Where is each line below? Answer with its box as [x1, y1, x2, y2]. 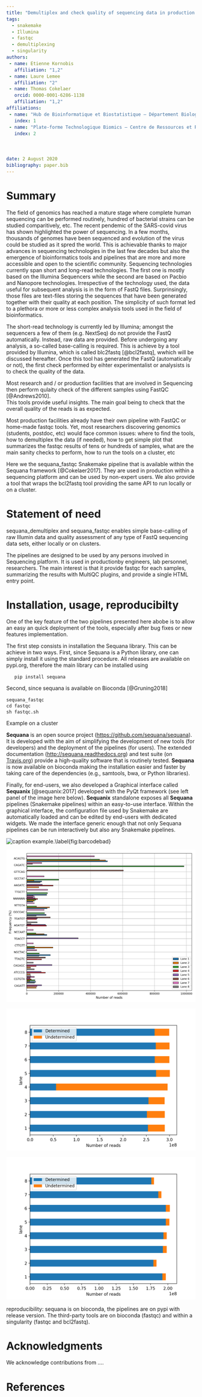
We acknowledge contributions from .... [6, 1359, 104, 1366]
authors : [6, 54, 28, 60]
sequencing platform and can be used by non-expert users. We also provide [6, 473, 195, 480]
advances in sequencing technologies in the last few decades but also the [6, 247, 190, 254]
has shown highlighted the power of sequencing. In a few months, [6, 228, 170, 235]
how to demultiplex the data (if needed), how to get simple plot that [6, 436, 173, 443]
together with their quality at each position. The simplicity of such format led [6, 298, 196, 305]
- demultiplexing [11, 42, 55, 48]
